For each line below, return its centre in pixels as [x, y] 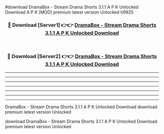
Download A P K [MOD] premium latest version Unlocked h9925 [69, 12]
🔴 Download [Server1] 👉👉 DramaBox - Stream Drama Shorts [82, 25]
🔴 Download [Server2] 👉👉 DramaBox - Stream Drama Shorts [82, 56]
